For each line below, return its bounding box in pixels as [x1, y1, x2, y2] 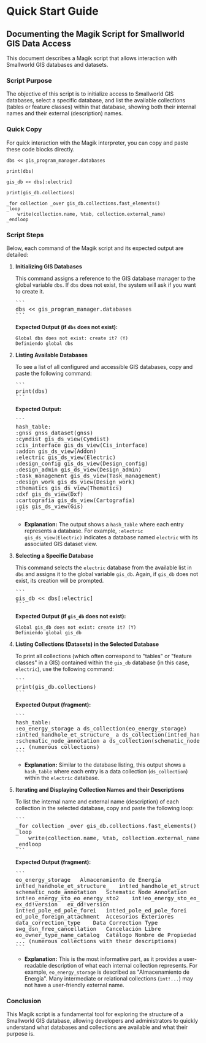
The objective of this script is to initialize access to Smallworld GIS [6, 90, 174, 97]
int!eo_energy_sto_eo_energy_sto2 [15, 895, 120, 901]
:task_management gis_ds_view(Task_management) [15, 472, 161, 479]
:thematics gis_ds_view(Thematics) [15, 484, 123, 491]
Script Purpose [6, 76, 52, 85]
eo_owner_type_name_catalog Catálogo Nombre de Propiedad [15, 931, 197, 938]
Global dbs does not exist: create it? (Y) [15, 335, 129, 341]
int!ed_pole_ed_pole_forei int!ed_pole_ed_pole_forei [15, 907, 187, 914]
